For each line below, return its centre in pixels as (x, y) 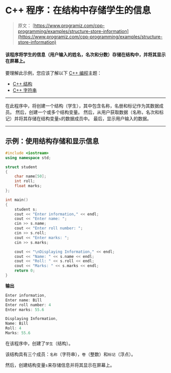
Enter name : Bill (24, 300)
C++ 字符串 (25, 90)
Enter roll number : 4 (28, 305)
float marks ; (28, 186)
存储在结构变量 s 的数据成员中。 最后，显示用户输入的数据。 (89, 119)
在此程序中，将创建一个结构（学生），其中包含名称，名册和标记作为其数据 (82, 106)
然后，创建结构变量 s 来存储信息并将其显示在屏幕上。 (60, 365)
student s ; (26, 209)
